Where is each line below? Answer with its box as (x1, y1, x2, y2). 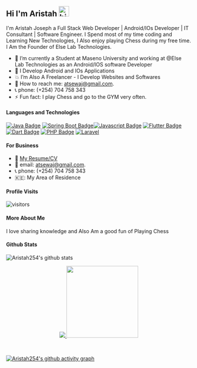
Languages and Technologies (6, 109, 80, 116)
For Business (6, 142, 39, 149)
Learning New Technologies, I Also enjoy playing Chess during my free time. (6, 37, 191, 44)
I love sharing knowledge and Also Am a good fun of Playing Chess (6, 227, 169, 234)
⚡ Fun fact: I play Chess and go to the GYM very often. (14, 93, 147, 100)
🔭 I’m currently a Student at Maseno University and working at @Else (14, 54, 182, 62)
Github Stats (6, 241, 38, 248)
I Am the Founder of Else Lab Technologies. (6, 43, 112, 50)
